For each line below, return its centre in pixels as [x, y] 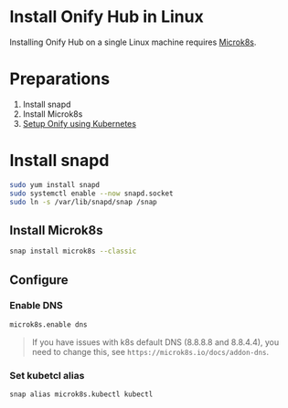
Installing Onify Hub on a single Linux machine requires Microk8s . [133, 42]
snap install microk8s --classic [73, 251]
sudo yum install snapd [55, 184]
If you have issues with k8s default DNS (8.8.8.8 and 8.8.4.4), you [155, 342]
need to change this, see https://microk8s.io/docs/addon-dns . [150, 351]
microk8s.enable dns [49, 324]
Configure [39, 280]
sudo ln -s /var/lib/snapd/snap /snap [83, 202]
